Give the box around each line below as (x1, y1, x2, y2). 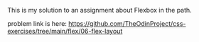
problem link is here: (7, 20, 68, 27)
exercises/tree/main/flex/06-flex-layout (7, 27, 123, 35)
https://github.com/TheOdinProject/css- (68, 20, 186, 27)
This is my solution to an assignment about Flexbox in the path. (7, 6, 192, 14)
